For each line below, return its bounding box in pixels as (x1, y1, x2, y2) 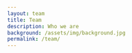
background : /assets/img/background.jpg (7, 29, 126, 36)
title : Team (7, 17, 42, 23)
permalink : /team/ (7, 36, 60, 43)
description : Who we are (7, 23, 79, 30)
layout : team (7, 10, 45, 17)
